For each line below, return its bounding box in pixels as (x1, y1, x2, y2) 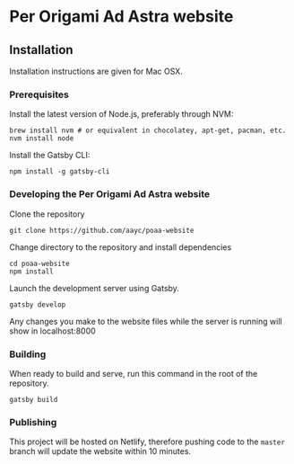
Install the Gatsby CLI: (9, 150, 91, 161)
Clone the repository (9, 209, 85, 219)
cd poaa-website (9, 259, 70, 268)
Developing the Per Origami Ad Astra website (9, 188, 211, 201)
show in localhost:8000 (9, 326, 96, 336)
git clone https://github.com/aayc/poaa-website (9, 226, 195, 235)
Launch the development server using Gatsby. (9, 282, 179, 293)
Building (9, 348, 47, 361)
